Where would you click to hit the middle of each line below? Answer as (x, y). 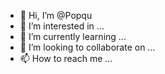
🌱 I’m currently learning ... (73, 36)
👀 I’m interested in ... (62, 26)
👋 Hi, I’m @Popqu (56, 15)
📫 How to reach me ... (66, 58)
